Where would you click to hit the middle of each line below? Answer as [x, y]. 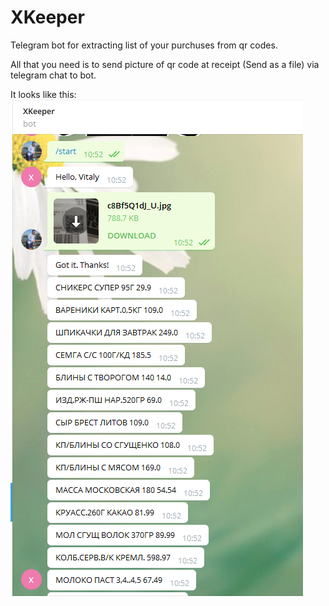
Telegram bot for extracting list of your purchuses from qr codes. [144, 45]
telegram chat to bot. [53, 75]
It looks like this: [43, 94]
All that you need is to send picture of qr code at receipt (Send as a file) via [165, 64]
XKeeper [47, 17]
